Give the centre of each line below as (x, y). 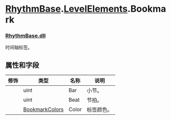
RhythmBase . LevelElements (67, 9)
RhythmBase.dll (26, 36)
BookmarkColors (44, 109)
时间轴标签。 (19, 47)
